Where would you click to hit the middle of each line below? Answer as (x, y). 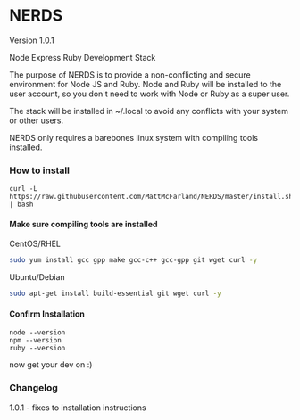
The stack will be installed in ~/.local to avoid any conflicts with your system (149, 111)
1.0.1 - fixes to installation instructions (78, 408)
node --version (37, 333)
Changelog (33, 388)
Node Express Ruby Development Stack (83, 57)
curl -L (24, 189)
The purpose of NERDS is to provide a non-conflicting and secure (130, 74)
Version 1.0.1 (32, 40)
